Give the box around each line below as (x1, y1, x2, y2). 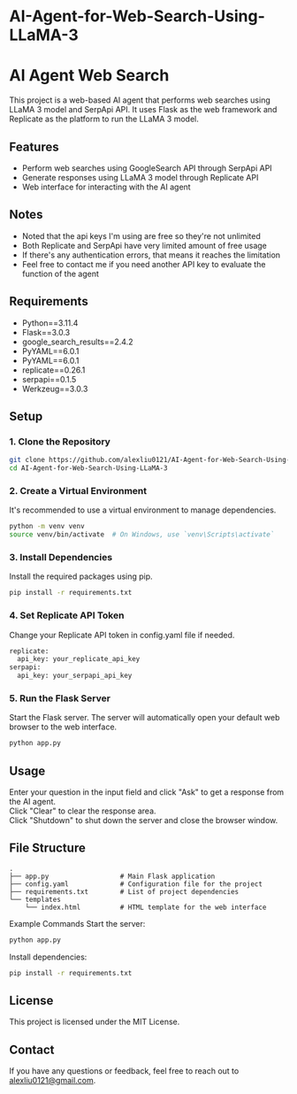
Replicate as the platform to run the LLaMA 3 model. (9, 113, 199, 125)
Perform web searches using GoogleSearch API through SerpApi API (21, 162, 272, 173)
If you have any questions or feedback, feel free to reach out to (9, 1066, 240, 1076)
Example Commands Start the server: (9, 918, 146, 928)
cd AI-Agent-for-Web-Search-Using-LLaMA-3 (9, 464, 168, 473)
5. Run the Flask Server (9, 692, 110, 705)
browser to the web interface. (9, 721, 118, 732)
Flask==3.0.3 (21, 327, 71, 337)
